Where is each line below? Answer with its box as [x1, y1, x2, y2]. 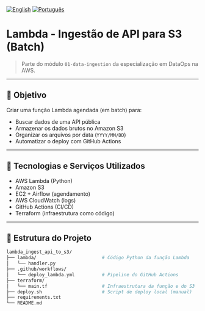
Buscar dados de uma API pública [15, 118, 101, 125]
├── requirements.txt [6, 295, 62, 301]
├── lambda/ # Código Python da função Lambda [6, 255, 190, 261]
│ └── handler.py [6, 260, 56, 266]
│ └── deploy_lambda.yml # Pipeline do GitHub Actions [6, 271, 179, 277]
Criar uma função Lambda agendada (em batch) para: [6, 106, 142, 113]
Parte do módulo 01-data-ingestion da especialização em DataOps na [21, 60, 198, 67]
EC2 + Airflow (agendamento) [15, 190, 90, 198]
